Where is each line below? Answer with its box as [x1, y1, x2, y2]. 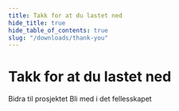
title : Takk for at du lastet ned [8, 11, 123, 20]
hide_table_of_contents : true [8, 26, 109, 34]
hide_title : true [8, 19, 66, 27]
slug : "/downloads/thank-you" [8, 33, 109, 42]
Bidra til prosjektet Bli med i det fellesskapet [8, 94, 153, 104]
